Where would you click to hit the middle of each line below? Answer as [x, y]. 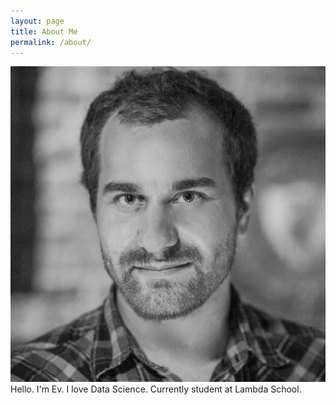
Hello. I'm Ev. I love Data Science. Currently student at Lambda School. [156, 389]
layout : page [37, 21]
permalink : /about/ [51, 42]
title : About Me [44, 31]
